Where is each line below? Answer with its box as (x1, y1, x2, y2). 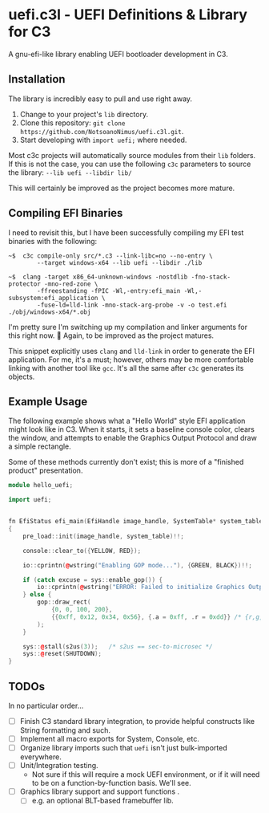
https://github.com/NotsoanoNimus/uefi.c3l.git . (19, 126, 184, 136)
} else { (22, 591, 52, 599)
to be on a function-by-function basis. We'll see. (31, 778, 192, 788)
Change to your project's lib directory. (19, 109, 149, 119)
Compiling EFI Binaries (8, 206, 123, 220)
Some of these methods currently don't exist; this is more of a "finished (8, 457, 244, 467)
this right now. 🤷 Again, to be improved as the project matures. (8, 331, 215, 340)
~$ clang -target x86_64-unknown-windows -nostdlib (8, 273, 188, 281)
